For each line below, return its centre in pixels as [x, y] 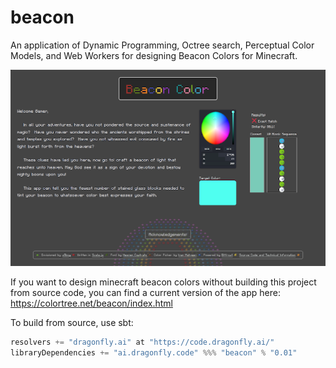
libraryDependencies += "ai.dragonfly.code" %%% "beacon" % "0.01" [154, 352]
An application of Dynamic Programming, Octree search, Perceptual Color [162, 45]
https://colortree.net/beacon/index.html [91, 303]
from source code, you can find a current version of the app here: [145, 292]
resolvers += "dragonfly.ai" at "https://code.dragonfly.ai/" [142, 342]
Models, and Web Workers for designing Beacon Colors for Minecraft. [154, 55]
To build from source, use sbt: [72, 322]
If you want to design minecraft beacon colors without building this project [163, 282]
